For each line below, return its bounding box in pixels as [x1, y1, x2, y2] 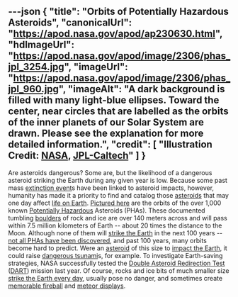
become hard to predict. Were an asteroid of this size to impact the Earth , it [8, 244, 227, 252]
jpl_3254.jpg [8, 61, 64, 73]
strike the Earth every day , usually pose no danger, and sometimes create [8, 274, 222, 282]
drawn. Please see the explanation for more [8, 128, 204, 140]
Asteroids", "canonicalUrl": [8, 17, 132, 29]
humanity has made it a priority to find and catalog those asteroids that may [8, 191, 229, 199]
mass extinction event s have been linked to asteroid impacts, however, [8, 184, 215, 192]
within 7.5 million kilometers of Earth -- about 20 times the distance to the [8, 221, 222, 230]
